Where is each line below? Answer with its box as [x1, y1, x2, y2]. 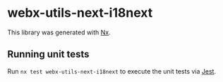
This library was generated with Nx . [7, 28, 111, 36]
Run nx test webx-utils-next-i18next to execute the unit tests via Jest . [7, 67, 217, 75]
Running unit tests [7, 48, 90, 60]
